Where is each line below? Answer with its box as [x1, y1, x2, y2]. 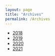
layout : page [5, 7, 32, 12]
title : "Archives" [5, 12, 43, 17]
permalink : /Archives [5, 16, 50, 21]
